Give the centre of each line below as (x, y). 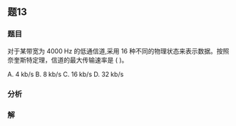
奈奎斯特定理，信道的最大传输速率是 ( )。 (68, 60)
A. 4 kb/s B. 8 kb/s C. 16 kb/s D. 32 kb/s (66, 74)
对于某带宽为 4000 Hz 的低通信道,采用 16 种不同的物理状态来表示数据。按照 (118, 51)
